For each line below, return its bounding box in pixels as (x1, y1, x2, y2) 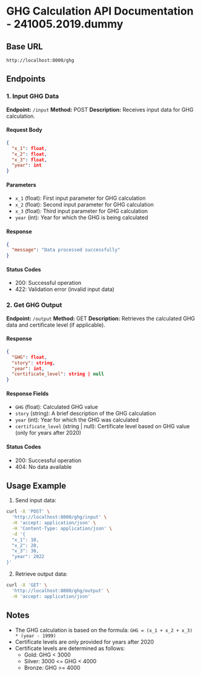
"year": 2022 (12, 554, 45, 560)
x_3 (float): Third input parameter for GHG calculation (15, 208, 148, 215)
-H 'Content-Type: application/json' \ (12, 525, 113, 531)
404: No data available (15, 463, 72, 470)
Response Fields (6, 390, 49, 397)
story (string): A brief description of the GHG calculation (15, 410, 156, 417)
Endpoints (6, 74, 46, 84)
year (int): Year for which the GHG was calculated (15, 416, 139, 423)
